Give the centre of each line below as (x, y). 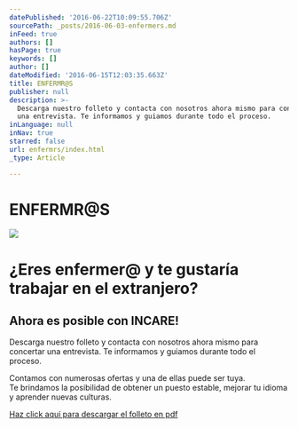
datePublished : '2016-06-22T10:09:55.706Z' (91, 17)
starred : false (37, 141)
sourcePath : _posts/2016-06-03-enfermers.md (93, 26)
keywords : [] (33, 59)
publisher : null (39, 91)
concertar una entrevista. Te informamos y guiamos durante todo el (132, 352)
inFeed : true (33, 34)
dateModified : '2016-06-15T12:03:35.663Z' (89, 75)
